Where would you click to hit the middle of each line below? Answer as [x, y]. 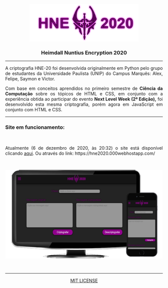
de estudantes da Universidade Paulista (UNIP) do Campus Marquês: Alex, [84, 73]
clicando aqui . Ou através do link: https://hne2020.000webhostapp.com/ [80, 153]
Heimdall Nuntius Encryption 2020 [84, 52]
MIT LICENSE [84, 281]
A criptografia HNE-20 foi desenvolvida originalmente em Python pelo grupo [84, 68]
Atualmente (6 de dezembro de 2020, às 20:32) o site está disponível [84, 148]
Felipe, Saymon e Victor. [30, 79]
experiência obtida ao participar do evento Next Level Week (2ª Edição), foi [84, 99]
